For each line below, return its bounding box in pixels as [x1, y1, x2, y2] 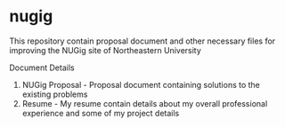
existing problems [21, 89, 88, 99]
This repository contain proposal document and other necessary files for [9, 36, 276, 46]
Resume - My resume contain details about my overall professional [21, 98, 268, 108]
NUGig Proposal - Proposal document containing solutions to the [21, 79, 261, 90]
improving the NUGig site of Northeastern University [9, 44, 202, 55]
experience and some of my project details [21, 107, 180, 118]
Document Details [9, 62, 75, 73]
